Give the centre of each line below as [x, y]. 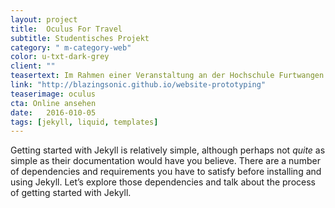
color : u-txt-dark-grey [60, 57]
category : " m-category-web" [71, 47]
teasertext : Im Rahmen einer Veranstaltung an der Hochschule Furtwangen [167, 76]
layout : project [44, 19]
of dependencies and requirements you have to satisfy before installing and [166, 172]
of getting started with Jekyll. [71, 193]
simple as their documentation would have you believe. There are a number [165, 161]
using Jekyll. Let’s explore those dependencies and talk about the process [163, 182]
